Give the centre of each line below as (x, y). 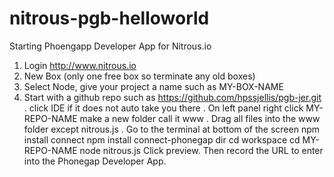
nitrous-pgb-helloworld (109, 18)
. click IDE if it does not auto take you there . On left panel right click (163, 108)
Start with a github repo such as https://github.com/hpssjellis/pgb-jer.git (172, 97)
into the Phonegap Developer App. (95, 161)
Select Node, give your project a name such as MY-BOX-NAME (153, 86)
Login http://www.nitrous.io (80, 65)
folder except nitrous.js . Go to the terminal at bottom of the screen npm (172, 129)
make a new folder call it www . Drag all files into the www (200, 118)
